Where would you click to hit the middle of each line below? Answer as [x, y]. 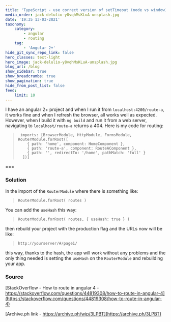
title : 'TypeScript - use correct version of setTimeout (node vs [77, 10]
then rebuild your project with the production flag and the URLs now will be [84, 228]
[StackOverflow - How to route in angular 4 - [52, 287]
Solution [16, 180]
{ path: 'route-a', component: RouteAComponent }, [82, 149]
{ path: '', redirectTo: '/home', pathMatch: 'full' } [87, 153]
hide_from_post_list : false [35, 85]
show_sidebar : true [26, 72]
